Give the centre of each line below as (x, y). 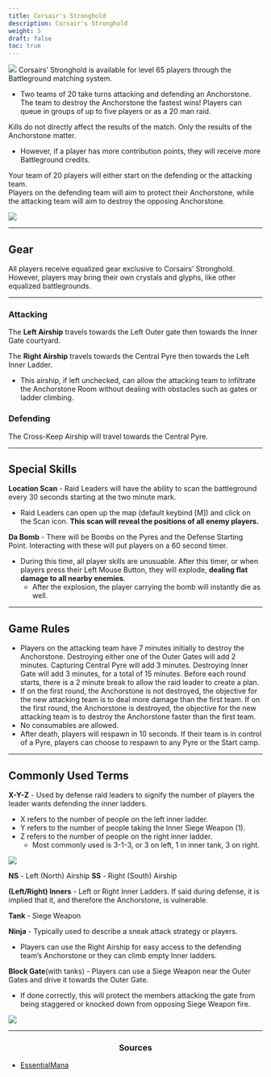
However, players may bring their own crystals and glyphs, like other (122, 277)
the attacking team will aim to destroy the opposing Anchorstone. (117, 201)
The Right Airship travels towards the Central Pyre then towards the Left (129, 356)
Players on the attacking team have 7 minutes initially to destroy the (132, 648)
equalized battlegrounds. (50, 286)
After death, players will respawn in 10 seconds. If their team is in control (141, 734)
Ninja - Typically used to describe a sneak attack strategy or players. (123, 931)
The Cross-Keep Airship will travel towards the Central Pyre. (108, 436)
